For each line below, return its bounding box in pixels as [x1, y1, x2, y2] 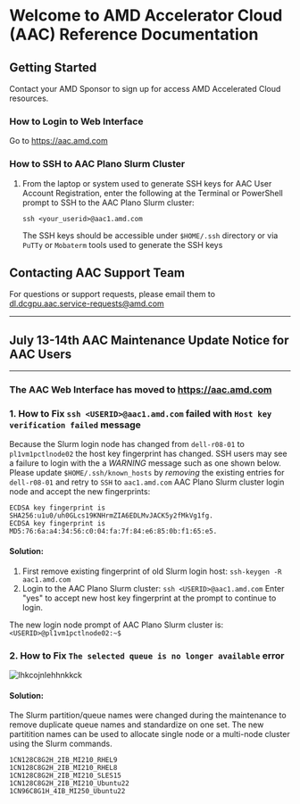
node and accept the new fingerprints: [9, 486, 151, 497]
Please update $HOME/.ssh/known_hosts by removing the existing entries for [9, 468, 285, 478]
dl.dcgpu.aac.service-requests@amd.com [9, 298, 165, 309]
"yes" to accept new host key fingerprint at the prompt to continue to [21, 593, 277, 603]
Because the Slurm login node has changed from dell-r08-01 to [9, 439, 246, 450]
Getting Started [9, 60, 97, 75]
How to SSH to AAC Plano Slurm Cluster [9, 158, 186, 170]
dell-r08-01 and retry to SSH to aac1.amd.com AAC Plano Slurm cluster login [9, 477, 285, 487]
